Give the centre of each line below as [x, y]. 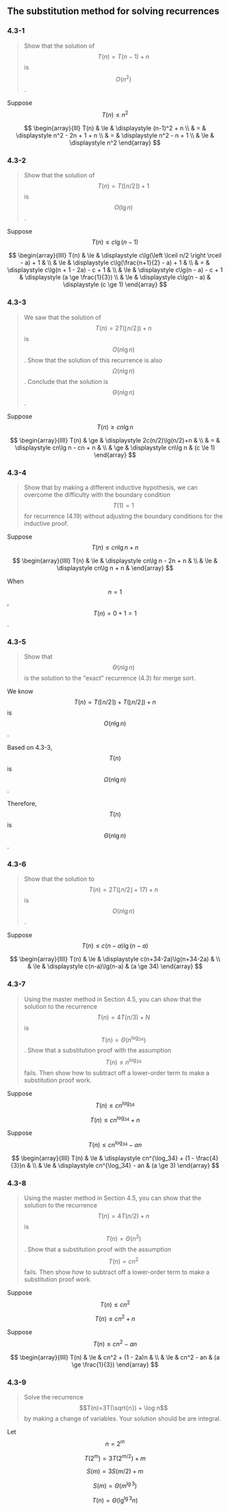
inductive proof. [46, 523]
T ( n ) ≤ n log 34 [124, 1061]
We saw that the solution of [62, 317]
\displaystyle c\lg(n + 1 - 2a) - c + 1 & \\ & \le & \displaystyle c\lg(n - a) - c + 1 [115, 270]
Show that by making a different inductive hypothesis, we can [111, 487]
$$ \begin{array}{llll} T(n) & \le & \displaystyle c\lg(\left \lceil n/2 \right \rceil [115, 256]
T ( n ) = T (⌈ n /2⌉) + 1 [123, 186]
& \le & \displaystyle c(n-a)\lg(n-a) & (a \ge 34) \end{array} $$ [115, 966]
